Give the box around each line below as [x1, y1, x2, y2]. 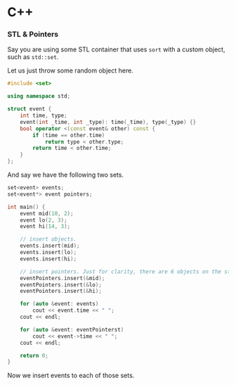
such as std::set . [7, 53, 59, 61]
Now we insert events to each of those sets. [7, 371, 135, 380]
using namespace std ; [7, 93, 71, 100]
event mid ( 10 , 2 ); [20, 210, 74, 217]
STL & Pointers [7, 30, 59, 39]
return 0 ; [20, 352, 49, 359]
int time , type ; [20, 112, 68, 120]
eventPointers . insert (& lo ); [20, 281, 102, 289]
